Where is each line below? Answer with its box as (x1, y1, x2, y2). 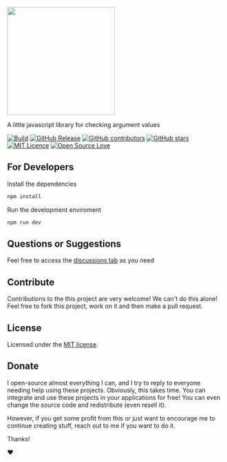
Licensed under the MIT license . (7, 340, 98, 348)
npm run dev (7, 219, 41, 226)
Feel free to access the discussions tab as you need (7, 256, 155, 264)
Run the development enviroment (7, 205, 102, 213)
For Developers (7, 162, 74, 173)
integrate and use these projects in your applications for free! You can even (7, 393, 221, 401)
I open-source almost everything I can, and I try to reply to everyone (7, 378, 201, 387)
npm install (7, 193, 41, 200)
